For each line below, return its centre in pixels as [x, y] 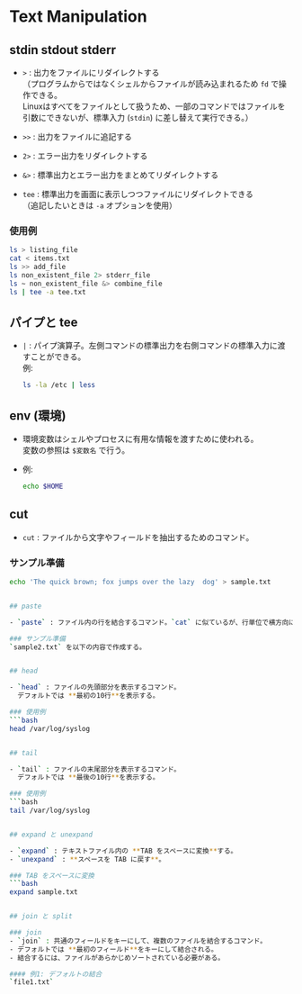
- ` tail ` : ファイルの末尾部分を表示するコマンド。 [95, 769]
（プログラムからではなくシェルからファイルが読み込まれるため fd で [151, 84]
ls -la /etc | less [59, 385]
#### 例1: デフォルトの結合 [56, 974]
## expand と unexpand [51, 835]
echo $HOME [43, 487]
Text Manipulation [78, 17]
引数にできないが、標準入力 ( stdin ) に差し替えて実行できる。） [138, 117]
